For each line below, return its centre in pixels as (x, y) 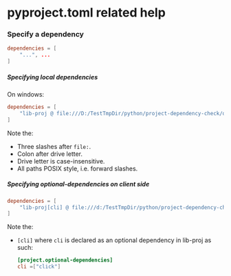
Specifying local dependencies (53, 77)
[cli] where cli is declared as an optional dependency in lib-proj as (114, 240)
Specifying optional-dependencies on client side (78, 184)
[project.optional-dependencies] (65, 260)
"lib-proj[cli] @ (44, 207)
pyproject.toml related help (87, 13)
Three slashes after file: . (54, 146)
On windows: (26, 95)
